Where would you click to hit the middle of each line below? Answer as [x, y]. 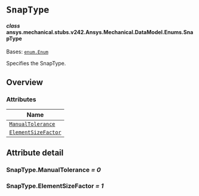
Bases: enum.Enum [27, 52]
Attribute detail [35, 153]
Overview [25, 82]
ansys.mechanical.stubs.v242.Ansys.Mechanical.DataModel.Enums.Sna [100, 32]
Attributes [21, 99]
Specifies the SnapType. [36, 64]
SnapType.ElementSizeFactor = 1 [55, 186]
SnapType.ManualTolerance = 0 [53, 170]
